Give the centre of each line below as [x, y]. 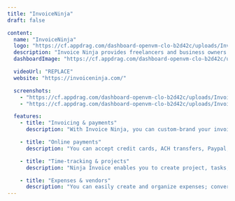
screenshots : [33, 91]
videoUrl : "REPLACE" [43, 71]
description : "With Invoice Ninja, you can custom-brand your [118, 130]
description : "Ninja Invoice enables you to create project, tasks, [128, 168]
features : [28, 116]
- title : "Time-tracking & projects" [75, 161]
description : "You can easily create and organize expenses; [117, 187]
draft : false [26, 20]
